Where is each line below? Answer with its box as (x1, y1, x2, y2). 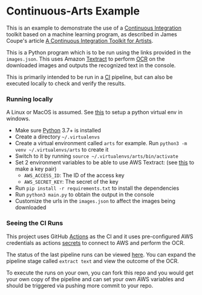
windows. (6, 115, 30, 122)
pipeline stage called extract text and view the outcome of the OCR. (6, 257, 180, 264)
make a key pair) (15, 165, 57, 173)
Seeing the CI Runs (6, 219, 64, 227)
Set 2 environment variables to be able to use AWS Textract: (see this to (15, 159, 195, 166)
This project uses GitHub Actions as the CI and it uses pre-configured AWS (6, 233, 194, 240)
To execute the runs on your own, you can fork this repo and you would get (6, 269, 194, 276)
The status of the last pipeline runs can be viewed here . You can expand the (6, 251, 196, 258)
